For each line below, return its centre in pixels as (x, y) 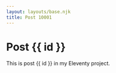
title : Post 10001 (29, 17)
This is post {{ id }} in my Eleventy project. (58, 63)
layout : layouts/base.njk (38, 12)
